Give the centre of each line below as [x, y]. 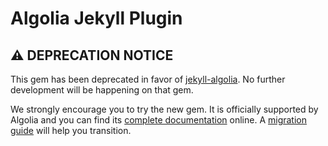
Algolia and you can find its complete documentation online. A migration [159, 120]
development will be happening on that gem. [102, 90]
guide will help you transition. [71, 130]
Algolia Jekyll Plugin [96, 18]
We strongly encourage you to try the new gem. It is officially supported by [164, 109]
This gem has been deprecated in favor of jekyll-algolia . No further [148, 79]
